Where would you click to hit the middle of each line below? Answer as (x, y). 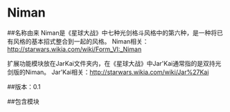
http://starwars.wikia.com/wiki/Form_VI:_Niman (74, 49)
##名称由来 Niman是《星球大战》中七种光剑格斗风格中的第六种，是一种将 (112, 32)
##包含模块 (23, 101)
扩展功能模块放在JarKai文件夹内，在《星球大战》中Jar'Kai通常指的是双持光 (114, 63)
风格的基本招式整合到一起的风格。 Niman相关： (81, 41)
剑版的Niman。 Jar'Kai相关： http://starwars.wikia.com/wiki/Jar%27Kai (108, 72)
